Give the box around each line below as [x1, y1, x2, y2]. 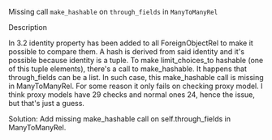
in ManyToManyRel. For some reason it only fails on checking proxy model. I [8, 81, 263, 91]
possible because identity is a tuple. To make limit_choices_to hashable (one [8, 56, 264, 65]
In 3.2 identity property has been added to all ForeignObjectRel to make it [8, 38, 253, 48]
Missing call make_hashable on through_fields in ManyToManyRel [8, 7, 218, 16]
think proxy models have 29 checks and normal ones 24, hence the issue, [8, 90, 256, 100]
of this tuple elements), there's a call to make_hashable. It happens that [8, 64, 248, 74]
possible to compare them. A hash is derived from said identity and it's [8, 47, 245, 56]
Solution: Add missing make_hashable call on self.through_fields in [8, 114, 231, 124]
